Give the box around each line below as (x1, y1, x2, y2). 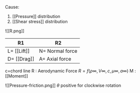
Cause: (5, 4, 20, 10)
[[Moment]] (5, 73, 28, 79)
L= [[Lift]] (7, 48, 30, 54)
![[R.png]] (5, 28, 24, 33)
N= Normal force (39, 48, 78, 54)
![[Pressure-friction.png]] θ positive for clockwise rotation (5, 82, 121, 88)
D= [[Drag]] (7, 56, 35, 62)
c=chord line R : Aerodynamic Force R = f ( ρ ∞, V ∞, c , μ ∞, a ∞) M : (5, 68, 136, 74)
